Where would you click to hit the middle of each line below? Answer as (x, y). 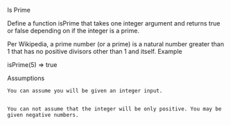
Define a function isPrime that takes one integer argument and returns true (114, 23)
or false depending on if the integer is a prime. (74, 31)
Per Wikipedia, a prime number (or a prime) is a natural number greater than (115, 44)
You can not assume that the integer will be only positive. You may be (114, 109)
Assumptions (26, 78)
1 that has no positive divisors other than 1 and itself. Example (95, 51)
